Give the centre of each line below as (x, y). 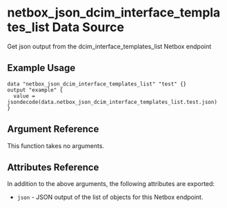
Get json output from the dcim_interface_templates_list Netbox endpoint (109, 46)
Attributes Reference (53, 167)
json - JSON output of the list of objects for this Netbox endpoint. (110, 197)
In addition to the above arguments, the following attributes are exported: (111, 184)
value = (24, 96)
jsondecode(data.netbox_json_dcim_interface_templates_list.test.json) (112, 102)
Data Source (88, 27)
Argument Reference (53, 129)
